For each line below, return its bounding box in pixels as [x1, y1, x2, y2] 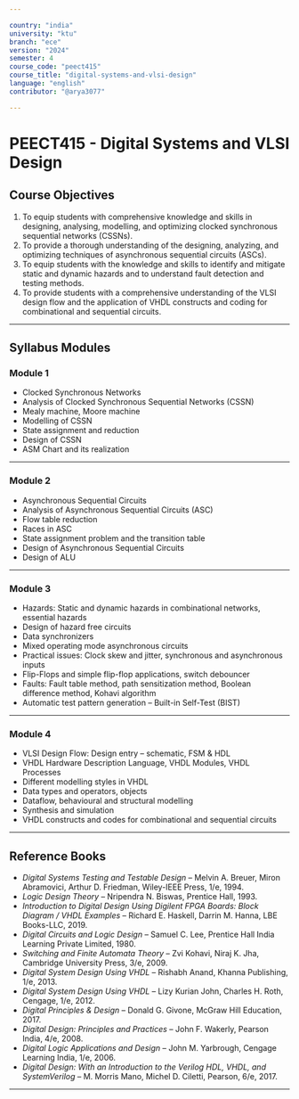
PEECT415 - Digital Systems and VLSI [9, 133, 290, 153]
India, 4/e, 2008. [21, 1033, 84, 1044]
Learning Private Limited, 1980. [21, 939, 136, 949]
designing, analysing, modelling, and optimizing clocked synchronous [21, 220, 279, 232]
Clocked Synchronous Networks [21, 387, 141, 398]
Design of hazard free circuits [21, 621, 132, 632]
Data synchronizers [21, 630, 94, 642]
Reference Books [9, 849, 107, 864]
